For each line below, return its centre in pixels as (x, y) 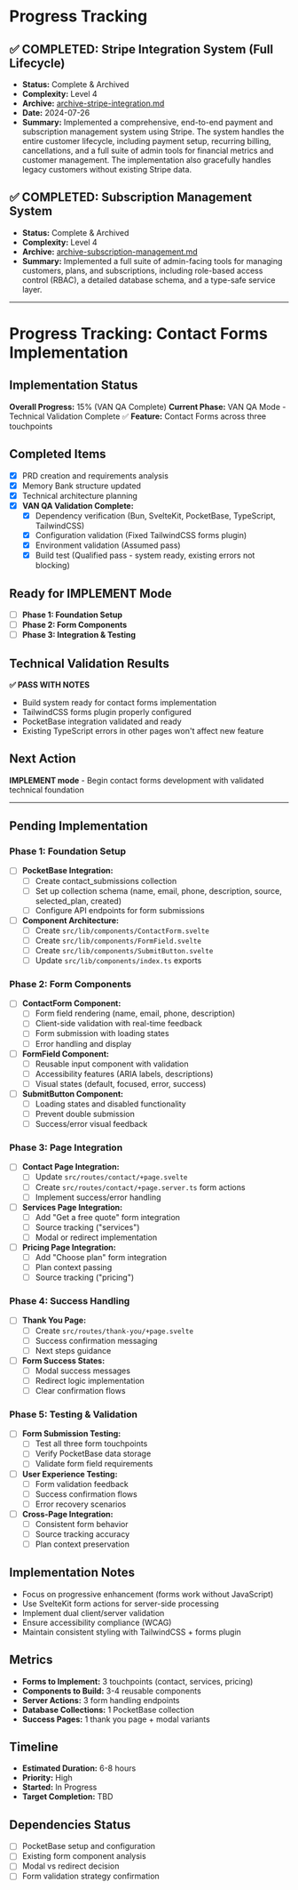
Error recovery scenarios (81, 1504)
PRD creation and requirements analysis (95, 475)
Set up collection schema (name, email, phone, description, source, (158, 890)
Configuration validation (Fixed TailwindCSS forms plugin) (141, 535)
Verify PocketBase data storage (93, 1454)
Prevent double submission (85, 1114)
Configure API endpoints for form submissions (120, 910)
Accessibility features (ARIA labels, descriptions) (124, 1074)
